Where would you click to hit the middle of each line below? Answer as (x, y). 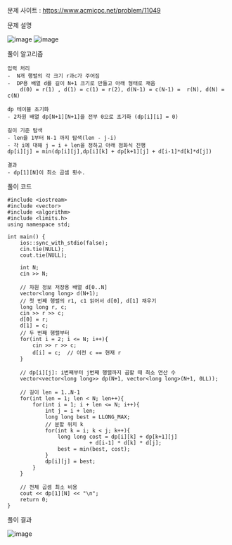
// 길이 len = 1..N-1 (50, 392)
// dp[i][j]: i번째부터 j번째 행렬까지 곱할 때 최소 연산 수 (98, 373)
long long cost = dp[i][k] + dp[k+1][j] (117, 437)
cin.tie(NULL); (42, 249)
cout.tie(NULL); (44, 255)
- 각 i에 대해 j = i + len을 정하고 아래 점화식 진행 (77, 146)
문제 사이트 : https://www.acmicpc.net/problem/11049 (84, 10)
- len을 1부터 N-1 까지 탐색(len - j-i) (62, 138)
